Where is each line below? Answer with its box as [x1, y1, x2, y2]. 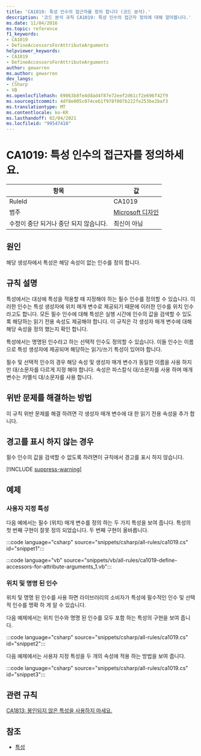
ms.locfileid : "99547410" [6, 121, 71, 127]
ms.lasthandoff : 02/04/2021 [6, 115, 77, 121]
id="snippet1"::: [6, 545, 45, 552]
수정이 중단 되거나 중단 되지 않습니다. [9, 220, 108, 228]
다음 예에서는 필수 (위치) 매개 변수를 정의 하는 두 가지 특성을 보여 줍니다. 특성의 [6, 519, 191, 526]
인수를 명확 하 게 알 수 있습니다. [12, 601, 86, 609]
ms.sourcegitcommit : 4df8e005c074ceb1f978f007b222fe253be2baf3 [6, 98, 169, 104]
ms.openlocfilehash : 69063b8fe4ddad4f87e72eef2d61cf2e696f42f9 [6, 93, 169, 99]
